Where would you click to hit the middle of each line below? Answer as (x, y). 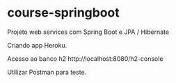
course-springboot (63, 13)
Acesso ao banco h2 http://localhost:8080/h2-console (85, 58)
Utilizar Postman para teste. (47, 72)
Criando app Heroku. (37, 45)
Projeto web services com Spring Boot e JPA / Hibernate (88, 32)
